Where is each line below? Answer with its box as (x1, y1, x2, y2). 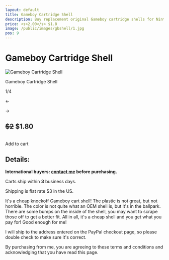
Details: (5, 155, 30, 164)
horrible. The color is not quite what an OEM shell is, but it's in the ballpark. (5, 203, 161, 209)
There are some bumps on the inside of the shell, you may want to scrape (5, 208, 158, 214)
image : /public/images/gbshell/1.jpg (5, 26, 84, 31)
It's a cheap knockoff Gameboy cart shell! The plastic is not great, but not (5, 198, 157, 204)
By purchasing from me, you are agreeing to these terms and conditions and (5, 244, 163, 250)
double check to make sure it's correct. (5, 234, 87, 240)
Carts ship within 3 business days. (5, 178, 76, 184)
